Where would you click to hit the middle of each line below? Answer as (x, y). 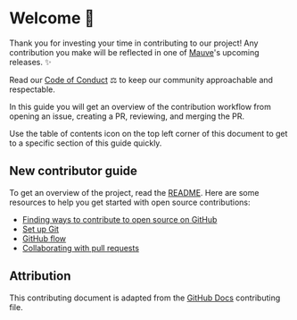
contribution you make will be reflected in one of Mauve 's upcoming (135, 52)
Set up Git (41, 229)
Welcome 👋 (52, 18)
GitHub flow (44, 238)
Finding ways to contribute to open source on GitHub (120, 219)
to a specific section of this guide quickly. (86, 143)
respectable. (32, 89)
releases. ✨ (30, 62)
